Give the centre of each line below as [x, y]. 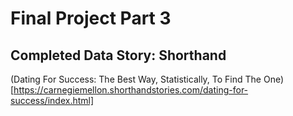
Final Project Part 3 [91, 18]
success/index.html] [52, 100]
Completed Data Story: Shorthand [118, 55]
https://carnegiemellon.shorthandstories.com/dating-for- [131, 90]
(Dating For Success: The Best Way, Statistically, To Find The [136, 79]
